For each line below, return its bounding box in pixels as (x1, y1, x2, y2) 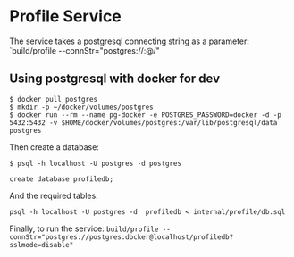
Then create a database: (9, 141, 100, 153)
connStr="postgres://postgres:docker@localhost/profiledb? (9, 232, 234, 242)
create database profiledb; (9, 174, 114, 184)
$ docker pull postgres (9, 95, 98, 104)
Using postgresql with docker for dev (9, 71, 221, 87)
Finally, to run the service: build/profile (9, 223, 159, 234)
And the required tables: (9, 190, 98, 201)
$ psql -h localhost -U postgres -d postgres (9, 159, 181, 168)
